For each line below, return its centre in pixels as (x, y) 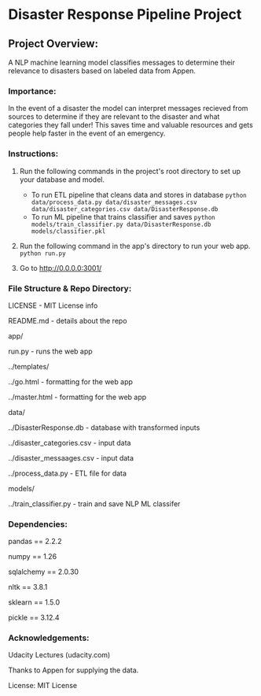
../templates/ (29, 366)
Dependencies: (38, 524)
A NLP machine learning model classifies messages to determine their (122, 62)
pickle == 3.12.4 (34, 618)
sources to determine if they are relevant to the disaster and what (114, 117)
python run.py (42, 254)
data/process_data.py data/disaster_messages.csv (114, 202)
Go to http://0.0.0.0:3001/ (61, 268)
